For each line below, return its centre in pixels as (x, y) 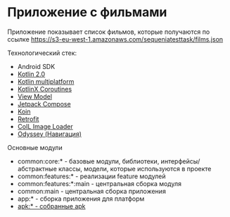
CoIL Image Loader (45, 126)
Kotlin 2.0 (31, 74)
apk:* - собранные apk (51, 206)
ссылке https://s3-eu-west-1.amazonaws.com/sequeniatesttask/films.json (115, 39)
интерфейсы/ (180, 161)
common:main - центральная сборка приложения (92, 191)
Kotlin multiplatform (46, 81)
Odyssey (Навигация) (50, 134)
